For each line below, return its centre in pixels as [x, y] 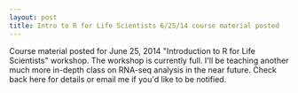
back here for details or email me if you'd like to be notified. [118, 79]
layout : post [33, 17]
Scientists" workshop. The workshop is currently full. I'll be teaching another [149, 60]
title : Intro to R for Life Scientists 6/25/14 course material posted [144, 26]
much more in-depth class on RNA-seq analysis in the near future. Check [143, 70]
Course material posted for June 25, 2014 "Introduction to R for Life [132, 50]
